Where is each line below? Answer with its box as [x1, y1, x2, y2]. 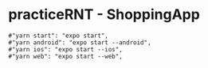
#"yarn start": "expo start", [8, 32, 109, 40]
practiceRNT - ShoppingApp [8, 6, 201, 24]
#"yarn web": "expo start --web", [8, 52, 124, 60]
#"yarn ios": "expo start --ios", [8, 45, 124, 53]
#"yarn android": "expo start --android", [8, 38, 151, 47]
